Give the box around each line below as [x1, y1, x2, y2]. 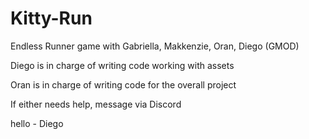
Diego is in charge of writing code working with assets [10, 59, 235, 71]
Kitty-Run [10, 7, 93, 30]
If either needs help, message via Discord [10, 98, 182, 110]
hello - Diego [10, 117, 64, 129]
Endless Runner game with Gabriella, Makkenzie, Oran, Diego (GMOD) [10, 40, 300, 52]
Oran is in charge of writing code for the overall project [10, 78, 237, 91]
